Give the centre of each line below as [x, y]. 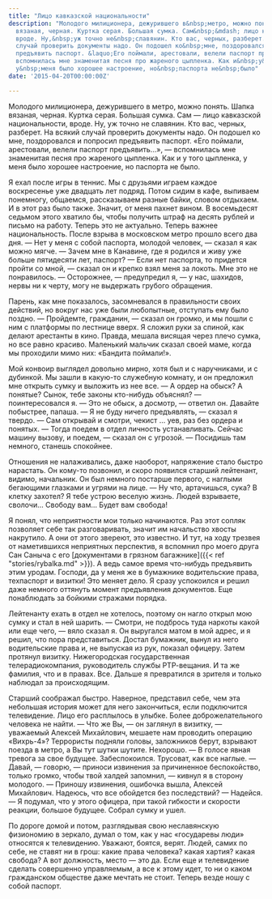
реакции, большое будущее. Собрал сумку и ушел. [97, 810]
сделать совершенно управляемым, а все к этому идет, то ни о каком [130, 868]
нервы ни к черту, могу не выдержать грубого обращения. [110, 285]
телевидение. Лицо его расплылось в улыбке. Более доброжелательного [136, 715]
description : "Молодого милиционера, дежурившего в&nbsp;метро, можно [130, 23]
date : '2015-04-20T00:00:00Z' [59, 76]
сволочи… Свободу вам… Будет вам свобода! [88, 505]
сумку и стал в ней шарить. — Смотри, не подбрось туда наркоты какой [134, 622]
